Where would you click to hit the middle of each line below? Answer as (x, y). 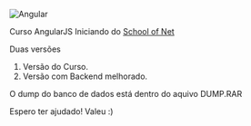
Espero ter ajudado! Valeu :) (61, 111)
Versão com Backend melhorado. (85, 76)
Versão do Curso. (55, 67)
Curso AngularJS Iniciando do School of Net (92, 31)
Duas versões (35, 49)
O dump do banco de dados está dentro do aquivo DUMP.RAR (126, 94)
